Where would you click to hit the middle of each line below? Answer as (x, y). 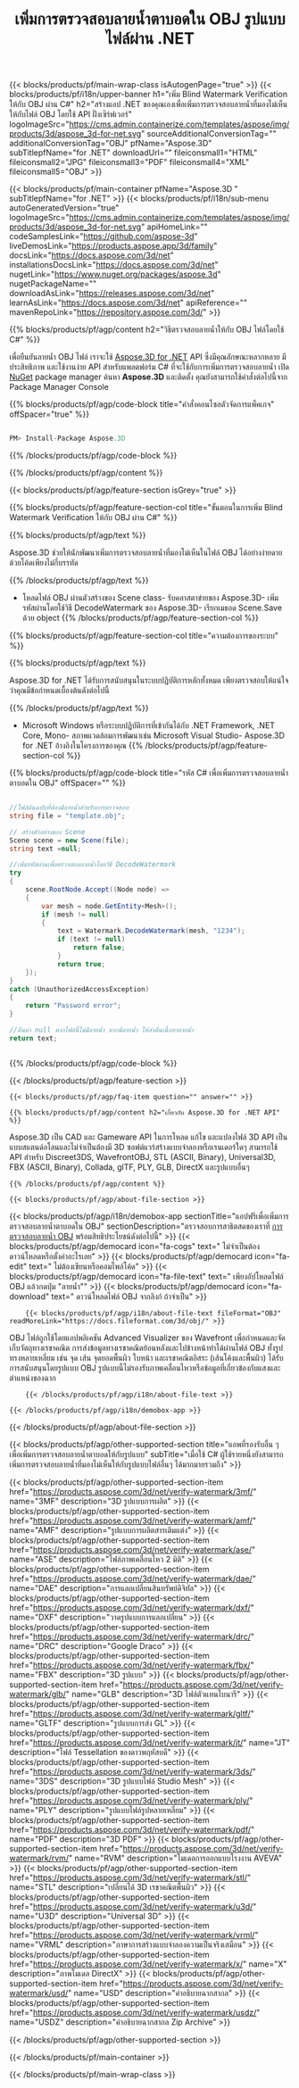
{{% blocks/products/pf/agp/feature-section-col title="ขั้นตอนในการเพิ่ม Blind (146, 508)
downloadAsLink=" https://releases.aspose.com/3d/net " (112, 294)
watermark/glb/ (38, 1694)
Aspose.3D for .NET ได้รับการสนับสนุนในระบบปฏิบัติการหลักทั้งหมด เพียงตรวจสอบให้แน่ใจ (149, 680)
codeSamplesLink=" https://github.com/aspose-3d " (104, 236)
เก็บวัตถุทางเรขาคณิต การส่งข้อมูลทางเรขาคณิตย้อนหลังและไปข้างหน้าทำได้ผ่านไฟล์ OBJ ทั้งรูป (146, 1347)
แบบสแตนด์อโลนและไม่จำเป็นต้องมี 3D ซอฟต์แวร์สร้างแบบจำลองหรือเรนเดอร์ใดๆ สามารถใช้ (144, 1147)
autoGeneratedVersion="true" (64, 208)
